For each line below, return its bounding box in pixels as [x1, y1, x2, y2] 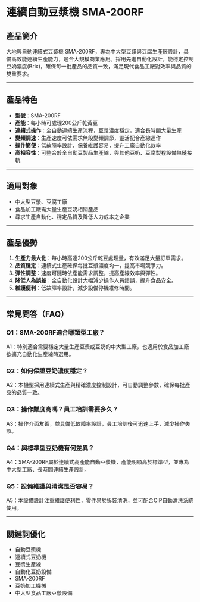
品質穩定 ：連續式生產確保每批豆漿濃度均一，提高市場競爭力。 [14, 262, 167, 269]
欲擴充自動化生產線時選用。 [6, 351, 74, 358]
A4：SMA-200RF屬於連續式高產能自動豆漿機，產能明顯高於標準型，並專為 [6, 458, 189, 466]
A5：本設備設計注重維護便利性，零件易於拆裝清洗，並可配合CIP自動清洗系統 [6, 497, 193, 504]
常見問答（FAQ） [6, 309, 69, 319]
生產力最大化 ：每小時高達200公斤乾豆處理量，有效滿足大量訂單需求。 [14, 254, 186, 262]
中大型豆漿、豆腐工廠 [14, 198, 67, 205]
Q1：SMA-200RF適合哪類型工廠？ [6, 328, 105, 336]
